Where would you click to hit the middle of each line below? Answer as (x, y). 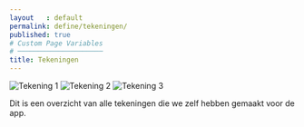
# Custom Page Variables (56, 43)
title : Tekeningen (44, 60)
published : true (40, 34)
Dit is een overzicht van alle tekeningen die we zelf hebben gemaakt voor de (152, 103)
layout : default (46, 18)
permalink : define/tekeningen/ (69, 26)
